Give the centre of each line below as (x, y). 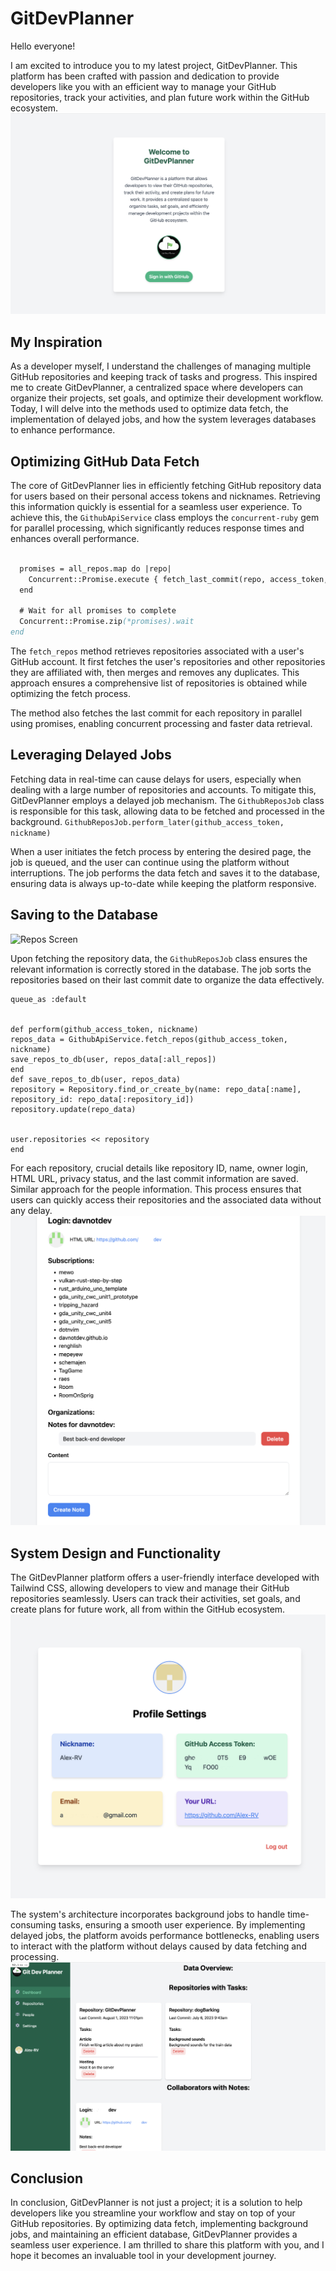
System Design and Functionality (116, 1553)
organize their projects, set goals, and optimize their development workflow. (167, 398)
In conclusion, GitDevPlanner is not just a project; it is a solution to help (156, 2203)
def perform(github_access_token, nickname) (104, 1029)
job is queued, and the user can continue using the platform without (150, 862)
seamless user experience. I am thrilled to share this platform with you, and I (167, 2245)
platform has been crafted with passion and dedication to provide (145, 76)
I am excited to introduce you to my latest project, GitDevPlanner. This (154, 65)
